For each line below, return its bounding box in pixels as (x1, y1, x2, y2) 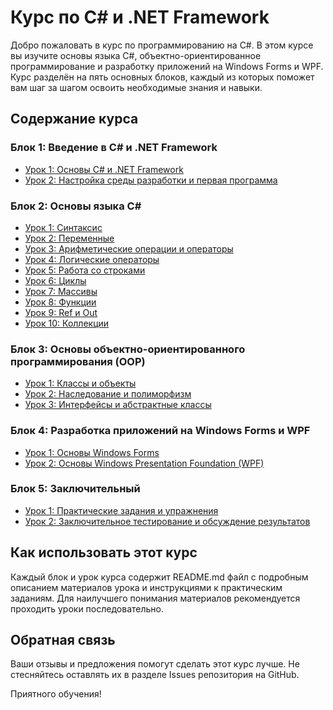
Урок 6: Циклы (24, 274, 87, 286)
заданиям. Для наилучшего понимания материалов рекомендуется (10, 592, 301, 604)
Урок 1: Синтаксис (24, 221, 103, 233)
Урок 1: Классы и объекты (24, 377, 137, 390)
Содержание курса (10, 111, 139, 128)
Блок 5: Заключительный (10, 482, 141, 496)
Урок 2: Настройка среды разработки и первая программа (24, 174, 278, 186)
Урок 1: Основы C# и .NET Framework (24, 163, 184, 175)
